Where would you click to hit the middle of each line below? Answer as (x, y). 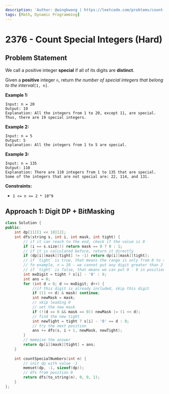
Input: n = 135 (21, 163)
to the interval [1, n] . (27, 85)
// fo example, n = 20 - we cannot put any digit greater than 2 (93, 265)
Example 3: (17, 154)
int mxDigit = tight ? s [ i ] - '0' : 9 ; (65, 274)
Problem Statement (36, 58)
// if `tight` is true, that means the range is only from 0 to (92, 260)
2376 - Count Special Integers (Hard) (84, 40)
